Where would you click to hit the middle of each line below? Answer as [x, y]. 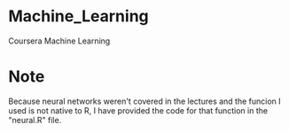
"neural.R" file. [35, 120]
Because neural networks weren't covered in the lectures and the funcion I [144, 101]
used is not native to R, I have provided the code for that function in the [138, 110]
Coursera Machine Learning [59, 41]
